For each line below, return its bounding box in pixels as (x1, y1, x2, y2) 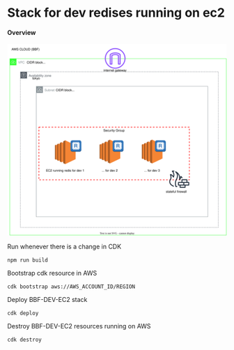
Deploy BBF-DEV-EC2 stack (7, 296, 88, 304)
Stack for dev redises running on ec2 (7, 5, 225, 21)
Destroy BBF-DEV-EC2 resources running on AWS (7, 322, 151, 331)
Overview (7, 28, 36, 36)
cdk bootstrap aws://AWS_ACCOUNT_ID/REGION (7, 283, 136, 290)
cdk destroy (7, 336, 42, 344)
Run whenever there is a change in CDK (7, 242, 122, 251)
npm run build (7, 257, 49, 264)
